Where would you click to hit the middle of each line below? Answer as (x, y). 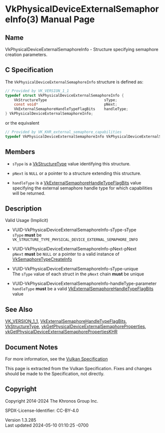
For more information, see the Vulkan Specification (56, 359)
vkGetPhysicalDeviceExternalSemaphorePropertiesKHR (61, 332)
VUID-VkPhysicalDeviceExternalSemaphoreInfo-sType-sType (74, 230)
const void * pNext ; (66, 105)
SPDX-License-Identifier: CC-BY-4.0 (42, 410)
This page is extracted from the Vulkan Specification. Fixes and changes (79, 369)
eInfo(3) (22, 19)
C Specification (29, 70)
